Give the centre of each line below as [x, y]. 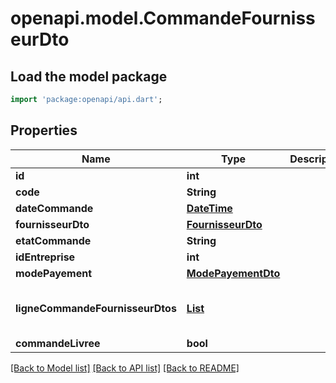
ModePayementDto [233, 273]
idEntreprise [45, 257]
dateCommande [54, 208]
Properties [44, 130]
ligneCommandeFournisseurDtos [96, 308]
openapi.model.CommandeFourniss [163, 18]
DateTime [209, 208]
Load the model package [89, 76]
